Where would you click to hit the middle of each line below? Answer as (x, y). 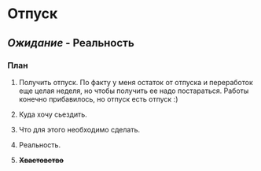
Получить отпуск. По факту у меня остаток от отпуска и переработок (136, 82)
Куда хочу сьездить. (53, 114)
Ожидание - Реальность (71, 43)
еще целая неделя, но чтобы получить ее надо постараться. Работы (134, 91)
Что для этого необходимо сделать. (79, 129)
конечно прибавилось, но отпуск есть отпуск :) (98, 99)
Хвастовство (41, 160)
